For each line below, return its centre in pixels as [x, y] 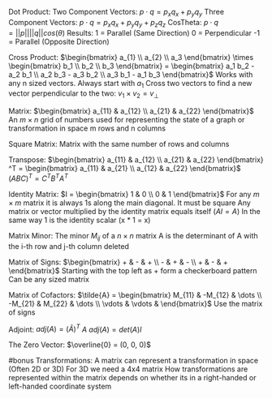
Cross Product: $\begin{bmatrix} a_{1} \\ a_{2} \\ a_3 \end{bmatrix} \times [131, 57]
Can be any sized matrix [49, 279]
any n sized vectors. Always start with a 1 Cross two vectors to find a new [130, 84]
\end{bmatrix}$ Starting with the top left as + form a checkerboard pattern [133, 270]
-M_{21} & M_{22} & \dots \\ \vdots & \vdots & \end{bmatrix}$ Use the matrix [136, 303]
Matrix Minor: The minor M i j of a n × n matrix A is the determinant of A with [133, 236]
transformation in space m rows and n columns [87, 128]
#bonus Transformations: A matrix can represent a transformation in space [133, 361]
